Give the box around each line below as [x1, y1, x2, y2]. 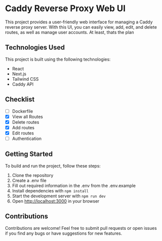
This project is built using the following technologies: [5, 56, 111, 62]
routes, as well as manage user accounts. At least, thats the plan [5, 29, 134, 35]
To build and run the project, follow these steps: [5, 163, 101, 169]
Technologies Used [5, 43, 65, 52]
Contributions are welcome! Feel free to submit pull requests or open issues [5, 225, 157, 231]
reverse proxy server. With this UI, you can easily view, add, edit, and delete [5, 24, 157, 30]
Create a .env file [12, 177, 47, 183]
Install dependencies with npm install [12, 188, 89, 193]
